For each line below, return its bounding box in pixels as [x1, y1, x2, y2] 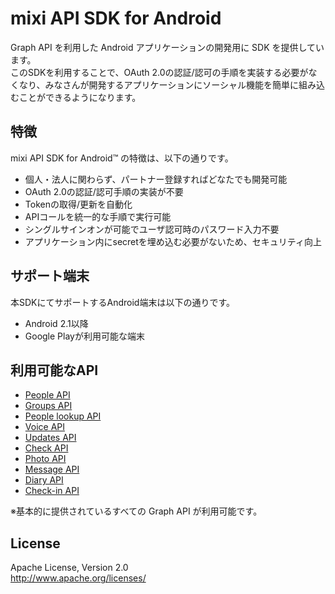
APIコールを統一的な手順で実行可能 [24, 210, 172, 222]
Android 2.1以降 [24, 317, 89, 329]
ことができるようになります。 [18, 91, 142, 103]
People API [24, 389, 71, 401]
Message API [24, 463, 80, 476]
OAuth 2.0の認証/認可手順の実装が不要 [24, 185, 184, 197]
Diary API [24, 474, 64, 486]
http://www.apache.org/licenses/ [10, 572, 147, 584]
